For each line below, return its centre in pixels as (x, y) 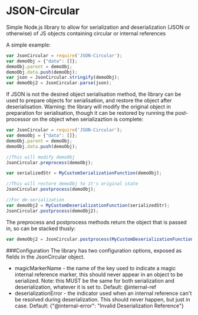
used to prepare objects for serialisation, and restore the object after (89, 101)
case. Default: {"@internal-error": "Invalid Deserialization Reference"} (99, 306)
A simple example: (29, 45)
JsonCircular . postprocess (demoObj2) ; (52, 211)
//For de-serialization (35, 200)
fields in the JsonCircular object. (46, 257)
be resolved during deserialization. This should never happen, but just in (102, 299)
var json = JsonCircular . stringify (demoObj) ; (63, 78)
